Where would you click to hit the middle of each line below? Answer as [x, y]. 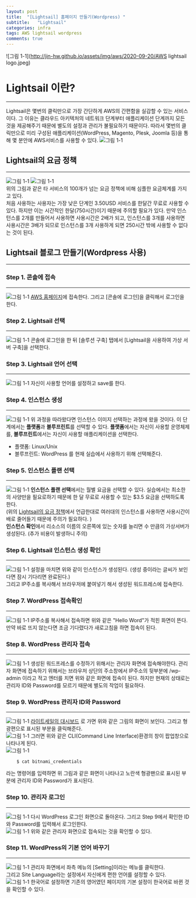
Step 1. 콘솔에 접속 [31, 277]
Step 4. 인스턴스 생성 [34, 400]
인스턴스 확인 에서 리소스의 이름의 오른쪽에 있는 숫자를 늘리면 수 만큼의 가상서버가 [98, 526]
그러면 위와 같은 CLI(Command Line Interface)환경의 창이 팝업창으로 [110, 736]
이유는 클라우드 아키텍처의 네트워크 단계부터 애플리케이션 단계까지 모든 [105, 118]
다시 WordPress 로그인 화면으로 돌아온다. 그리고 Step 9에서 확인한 [107, 817]
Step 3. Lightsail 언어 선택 [42, 364]
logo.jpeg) [18, 63]
